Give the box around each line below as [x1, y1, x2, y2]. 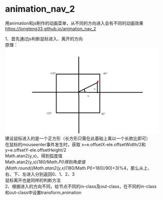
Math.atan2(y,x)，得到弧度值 [5, 153, 62, 159]
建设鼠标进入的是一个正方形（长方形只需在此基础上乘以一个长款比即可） [5, 135, 150, 141]
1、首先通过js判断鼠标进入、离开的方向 [5, 36, 83, 42]
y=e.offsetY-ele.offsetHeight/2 [5, 147, 67, 153]
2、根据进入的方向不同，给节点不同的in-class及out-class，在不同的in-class [5, 183, 157, 189]
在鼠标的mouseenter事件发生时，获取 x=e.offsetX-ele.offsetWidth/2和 [5, 142, 146, 148]
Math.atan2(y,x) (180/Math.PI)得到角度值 [5, 159, 85, 165]
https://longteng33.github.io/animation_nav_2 [5, 25, 96, 31]
